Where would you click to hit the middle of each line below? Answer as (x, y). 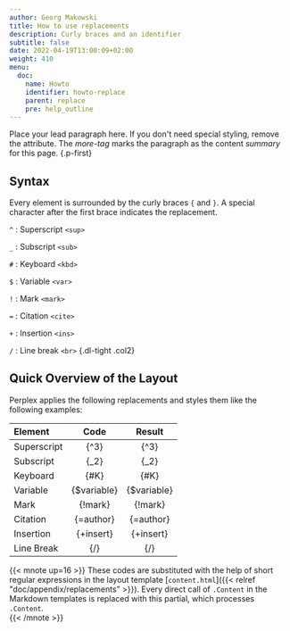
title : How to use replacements (69, 26)
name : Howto (47, 84)
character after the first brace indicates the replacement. (113, 212)
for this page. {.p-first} (51, 154)
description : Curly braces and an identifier (95, 34)
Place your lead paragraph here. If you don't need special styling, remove (144, 134)
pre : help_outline (59, 109)
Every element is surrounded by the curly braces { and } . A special (133, 203)
